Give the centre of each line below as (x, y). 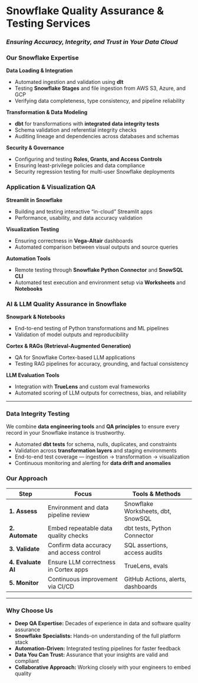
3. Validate (24, 549)
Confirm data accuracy (80, 545)
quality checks (68, 535)
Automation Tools (29, 258)
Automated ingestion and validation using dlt (69, 82)
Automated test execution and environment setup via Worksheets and (100, 282)
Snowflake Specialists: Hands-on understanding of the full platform (98, 636)
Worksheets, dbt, (148, 511)
